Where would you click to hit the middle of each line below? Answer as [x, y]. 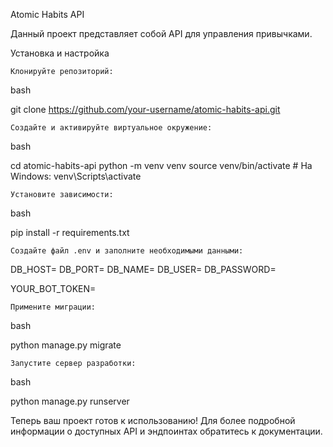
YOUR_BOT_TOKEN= [53, 288]
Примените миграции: [53, 307]
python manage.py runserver [70, 401]
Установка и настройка [60, 53]
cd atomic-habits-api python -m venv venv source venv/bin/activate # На [161, 165]
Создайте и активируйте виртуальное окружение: [111, 128]
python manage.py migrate [66, 345]
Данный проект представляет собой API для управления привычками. [161, 33]
